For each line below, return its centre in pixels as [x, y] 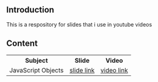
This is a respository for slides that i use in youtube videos [79, 24]
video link [114, 70]
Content [22, 44]
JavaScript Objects [36, 70]
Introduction [30, 10]
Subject [37, 60]
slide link [82, 70]
